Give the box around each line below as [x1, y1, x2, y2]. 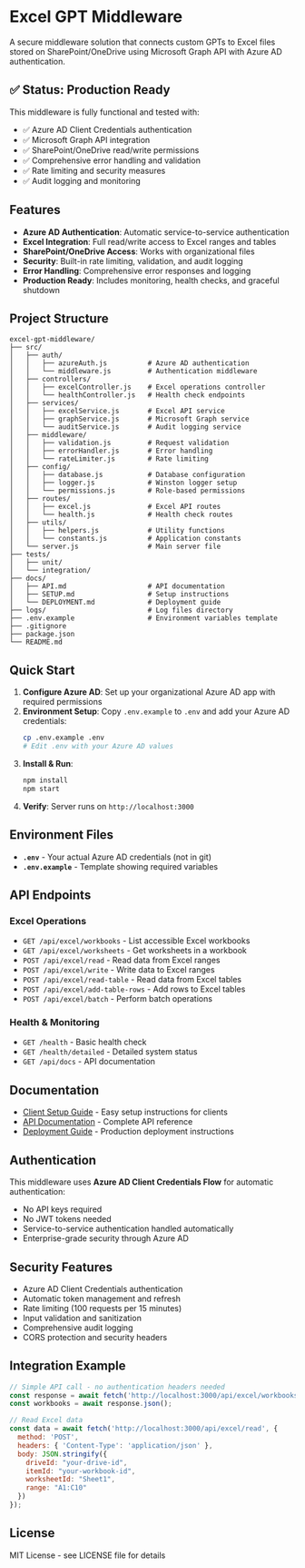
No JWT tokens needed [22, 1214, 112, 1225]
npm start [22, 784, 61, 793]
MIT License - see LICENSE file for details [9, 1550, 166, 1561]
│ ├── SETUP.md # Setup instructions [9, 590, 230, 599]
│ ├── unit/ [9, 558, 64, 567]
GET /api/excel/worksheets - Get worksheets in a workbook [22, 945, 247, 956]
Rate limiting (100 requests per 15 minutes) [22, 1302, 182, 1313]
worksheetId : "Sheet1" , [25, 1475, 116, 1484]
